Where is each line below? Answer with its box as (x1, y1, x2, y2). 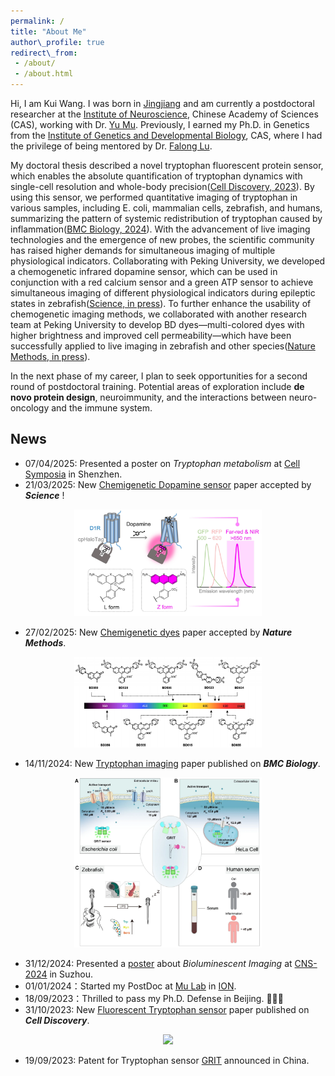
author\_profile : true (10, 37, 105, 47)
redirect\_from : (10, 48, 78, 58)
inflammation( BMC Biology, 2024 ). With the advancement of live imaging (10, 223, 311, 235)
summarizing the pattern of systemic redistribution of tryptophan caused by (10, 213, 323, 224)
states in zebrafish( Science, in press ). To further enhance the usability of (10, 298, 312, 309)
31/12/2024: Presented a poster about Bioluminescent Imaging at (24, 958, 293, 970)
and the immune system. (51, 402, 153, 414)
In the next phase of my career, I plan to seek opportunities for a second (10, 370, 308, 382)
